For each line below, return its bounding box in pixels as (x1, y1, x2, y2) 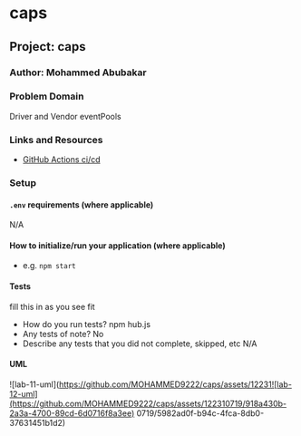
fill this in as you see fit (9, 301, 95, 312)
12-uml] (9, 388, 38, 399)
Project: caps (9, 39, 86, 54)
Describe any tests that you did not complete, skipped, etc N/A (22, 338, 257, 349)
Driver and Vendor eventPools (9, 111, 121, 121)
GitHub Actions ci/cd (22, 154, 102, 165)
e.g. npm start (22, 260, 76, 271)
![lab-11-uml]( (9, 379, 60, 390)
